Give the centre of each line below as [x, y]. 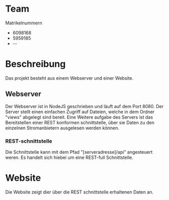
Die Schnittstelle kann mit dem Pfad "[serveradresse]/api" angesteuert [79, 152]
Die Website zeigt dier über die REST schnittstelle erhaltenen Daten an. [79, 192]
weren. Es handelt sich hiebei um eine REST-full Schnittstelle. [69, 157]
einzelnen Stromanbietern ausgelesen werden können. [62, 128]
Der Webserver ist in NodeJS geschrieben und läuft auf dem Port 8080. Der [84, 106]
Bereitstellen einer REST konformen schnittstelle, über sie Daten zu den [80, 122]
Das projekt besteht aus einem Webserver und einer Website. [69, 78]
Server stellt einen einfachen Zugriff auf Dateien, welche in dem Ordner [80, 112]
